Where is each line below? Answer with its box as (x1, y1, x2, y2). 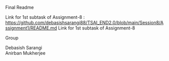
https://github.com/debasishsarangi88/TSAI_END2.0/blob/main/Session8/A (5, 20, 164, 25)
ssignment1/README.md (5, 25, 58, 31)
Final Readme (5, 5, 34, 10)
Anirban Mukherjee (5, 50, 46, 56)
